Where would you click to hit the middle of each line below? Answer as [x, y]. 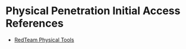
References [34, 23]
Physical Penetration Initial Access [93, 11]
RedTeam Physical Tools [44, 40]
